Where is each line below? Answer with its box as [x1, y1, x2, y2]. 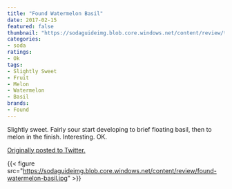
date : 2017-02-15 [7, 17, 57, 23]
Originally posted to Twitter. [7, 146, 86, 154]
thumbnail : [7, 29, 39, 37]
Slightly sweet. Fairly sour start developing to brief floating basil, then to [7, 125, 212, 133]
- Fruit [7, 74, 30, 81]
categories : [7, 36, 41, 43]
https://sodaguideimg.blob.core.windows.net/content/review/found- [23, 166, 217, 175]
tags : [7, 61, 23, 68]
